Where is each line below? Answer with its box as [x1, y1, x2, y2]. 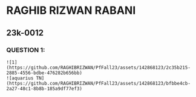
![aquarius [6, 75, 34, 81]
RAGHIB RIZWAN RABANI [6, 4, 136, 17]
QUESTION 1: [6, 46, 45, 54]
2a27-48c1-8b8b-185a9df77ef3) [6, 86, 83, 92]
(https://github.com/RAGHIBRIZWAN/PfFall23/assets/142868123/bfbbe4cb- [6, 80, 191, 86]
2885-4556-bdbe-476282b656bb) [6, 70, 83, 76]
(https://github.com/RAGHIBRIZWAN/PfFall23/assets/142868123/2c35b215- [6, 64, 191, 70]
